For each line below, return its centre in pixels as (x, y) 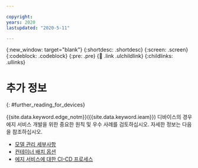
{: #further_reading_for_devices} (46, 105)
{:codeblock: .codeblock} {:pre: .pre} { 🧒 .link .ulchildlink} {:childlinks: (90, 56)
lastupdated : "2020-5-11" (38, 28)
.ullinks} (16, 62)
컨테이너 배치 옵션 (35, 152)
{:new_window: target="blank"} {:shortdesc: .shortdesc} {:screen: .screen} (97, 50)
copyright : (20, 17)
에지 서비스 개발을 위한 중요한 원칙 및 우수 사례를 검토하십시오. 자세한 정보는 (94, 124)
